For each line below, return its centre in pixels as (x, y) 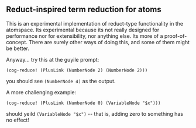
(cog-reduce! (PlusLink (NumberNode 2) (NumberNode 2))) (77, 70)
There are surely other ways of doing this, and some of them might (109, 42)
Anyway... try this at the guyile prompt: (53, 59)
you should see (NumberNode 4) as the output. (61, 81)
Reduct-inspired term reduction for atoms (84, 10)
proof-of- (176, 36)
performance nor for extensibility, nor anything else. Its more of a (85, 36)
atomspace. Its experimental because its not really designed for (83, 30)
